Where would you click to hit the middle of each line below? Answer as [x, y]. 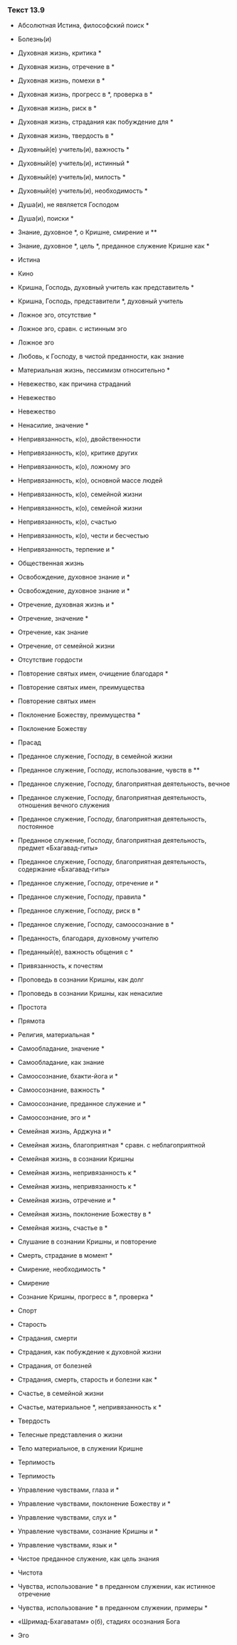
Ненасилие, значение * [53, 426]
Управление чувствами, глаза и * [68, 1490]
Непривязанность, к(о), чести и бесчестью [83, 536]
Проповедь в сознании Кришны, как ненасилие [90, 994]
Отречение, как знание [53, 632]
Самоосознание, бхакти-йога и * [68, 1076]
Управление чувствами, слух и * [67, 1518]
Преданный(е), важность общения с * [75, 952]
